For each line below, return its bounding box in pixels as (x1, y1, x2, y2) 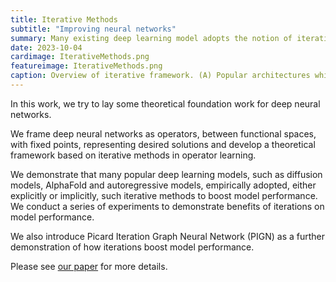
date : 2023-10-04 (10, 42, 83, 53)
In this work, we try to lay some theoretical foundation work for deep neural (10, 97, 321, 110)
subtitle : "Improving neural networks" (10, 24, 177, 34)
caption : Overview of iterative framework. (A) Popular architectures (10, 71, 311, 81)
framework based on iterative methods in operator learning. (10, 149, 257, 161)
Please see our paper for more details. (10, 260, 168, 272)
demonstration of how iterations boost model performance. (10, 241, 255, 253)
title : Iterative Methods (10, 14, 118, 25)
